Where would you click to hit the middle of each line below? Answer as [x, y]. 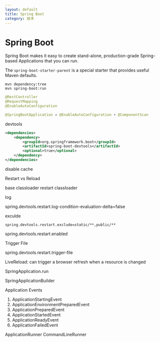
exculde [13, 216]
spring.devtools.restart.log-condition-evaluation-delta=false [65, 207]
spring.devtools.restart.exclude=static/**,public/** [61, 225]
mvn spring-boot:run [26, 89]
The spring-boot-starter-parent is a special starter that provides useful [77, 70]
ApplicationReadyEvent [35, 320]
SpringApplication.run [27, 271]
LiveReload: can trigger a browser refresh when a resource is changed [76, 262]
